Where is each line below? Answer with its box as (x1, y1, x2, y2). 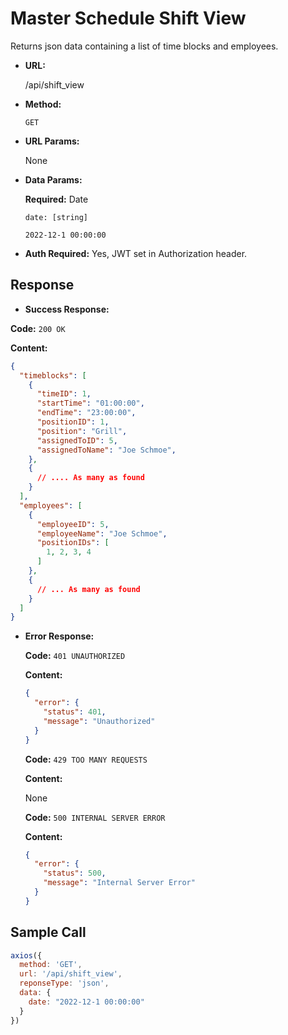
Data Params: (24, 173, 83, 186)
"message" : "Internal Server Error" (43, 878, 196, 888)
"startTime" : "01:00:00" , (36, 398, 145, 409)
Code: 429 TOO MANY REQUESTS (24, 753, 148, 765)
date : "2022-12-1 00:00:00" (28, 997, 145, 1007)
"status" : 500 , (43, 868, 107, 879)
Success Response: (24, 303, 110, 315)
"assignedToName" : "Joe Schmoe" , (36, 445, 177, 455)
